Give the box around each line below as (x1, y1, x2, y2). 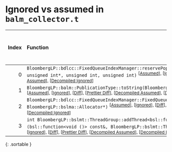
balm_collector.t (5, 14, 79, 24)
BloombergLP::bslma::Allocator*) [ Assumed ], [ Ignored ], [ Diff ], (27, 102, 167, 110)
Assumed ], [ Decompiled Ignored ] (27, 78, 94, 84)
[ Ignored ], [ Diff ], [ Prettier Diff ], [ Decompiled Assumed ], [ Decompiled (27, 129, 165, 135)
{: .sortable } (5, 141, 32, 147)
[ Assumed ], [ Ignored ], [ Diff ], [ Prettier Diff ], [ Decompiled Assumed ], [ (27, 90, 165, 96)
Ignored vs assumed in (5, 4, 104, 15)
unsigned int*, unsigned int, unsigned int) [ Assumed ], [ (27, 70, 165, 78)
